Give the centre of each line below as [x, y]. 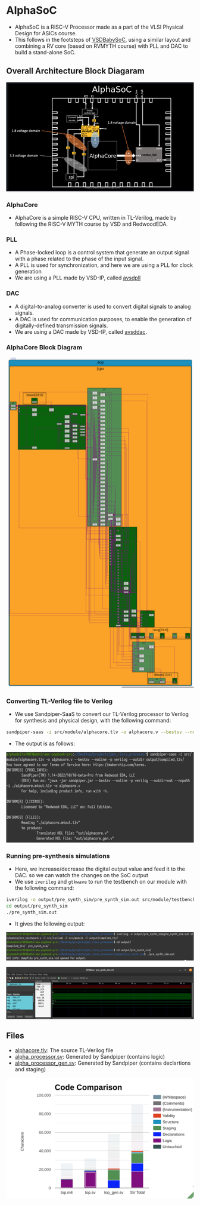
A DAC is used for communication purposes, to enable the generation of [103, 319]
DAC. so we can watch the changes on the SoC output [82, 875]
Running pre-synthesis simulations [58, 856]
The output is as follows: [45, 743]
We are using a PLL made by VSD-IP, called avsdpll [78, 278]
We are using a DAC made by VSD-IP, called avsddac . [81, 331]
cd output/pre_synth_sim [37, 906]
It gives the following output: [50, 924]
